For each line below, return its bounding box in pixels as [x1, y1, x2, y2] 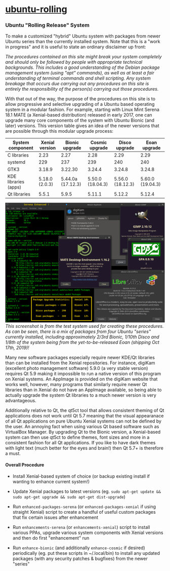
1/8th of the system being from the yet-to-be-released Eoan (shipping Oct [5, 339, 159, 345]
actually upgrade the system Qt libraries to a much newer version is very [5, 392, 157, 398]
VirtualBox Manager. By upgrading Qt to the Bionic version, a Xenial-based [5, 429, 161, 435]
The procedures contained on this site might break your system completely [5, 54, 162, 60]
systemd [7, 159, 26, 165]
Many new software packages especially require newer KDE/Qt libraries [5, 354, 155, 360]
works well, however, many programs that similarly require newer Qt [5, 381, 147, 387]
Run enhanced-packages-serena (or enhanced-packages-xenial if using [12, 503, 156, 510]
